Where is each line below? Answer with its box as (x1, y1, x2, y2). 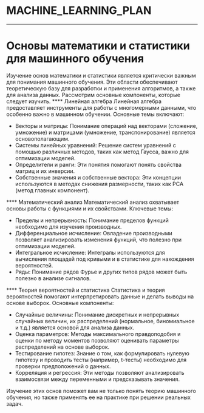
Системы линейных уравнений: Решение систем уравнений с (15, 141, 176, 149)
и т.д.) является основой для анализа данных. (15, 324, 135, 331)
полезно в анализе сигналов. (15, 274, 91, 282)
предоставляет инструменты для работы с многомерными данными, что (6, 104, 197, 111)
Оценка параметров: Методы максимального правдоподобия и (15, 330, 181, 337)
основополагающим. (15, 135, 70, 143)
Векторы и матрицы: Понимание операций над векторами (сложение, (15, 122, 198, 129)
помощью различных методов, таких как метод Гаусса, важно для (15, 148, 189, 155)
